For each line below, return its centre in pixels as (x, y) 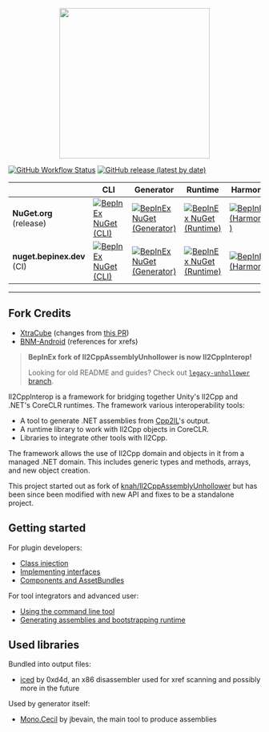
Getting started (47, 529)
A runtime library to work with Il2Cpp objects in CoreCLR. (114, 429)
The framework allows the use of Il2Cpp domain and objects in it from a (126, 453)
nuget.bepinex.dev (49, 256)
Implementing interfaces (60, 571)
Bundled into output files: (50, 664)
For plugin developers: (45, 547)
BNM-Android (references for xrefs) (79, 341)
